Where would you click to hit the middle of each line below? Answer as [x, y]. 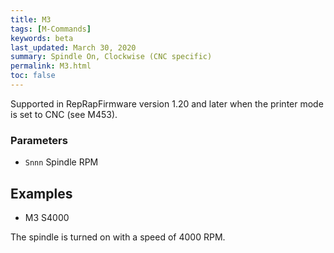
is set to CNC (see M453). [64, 114]
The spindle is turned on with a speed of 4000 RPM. [118, 237]
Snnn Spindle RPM [61, 162]
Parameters [39, 140]
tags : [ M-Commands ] [51, 29]
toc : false [33, 76]
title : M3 [31, 19]
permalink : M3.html [51, 66]
